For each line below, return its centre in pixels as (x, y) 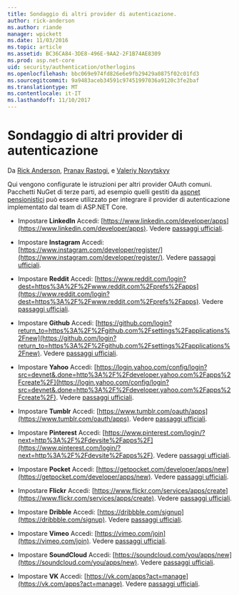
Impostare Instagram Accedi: (61, 242)
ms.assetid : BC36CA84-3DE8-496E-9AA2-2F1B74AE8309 (84, 54)
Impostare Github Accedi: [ (58, 322)
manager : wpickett (35, 34)
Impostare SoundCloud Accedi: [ (66, 554)
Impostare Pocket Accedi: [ (58, 469)
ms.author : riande (35, 27)
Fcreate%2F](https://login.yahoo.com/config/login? (93, 382)
